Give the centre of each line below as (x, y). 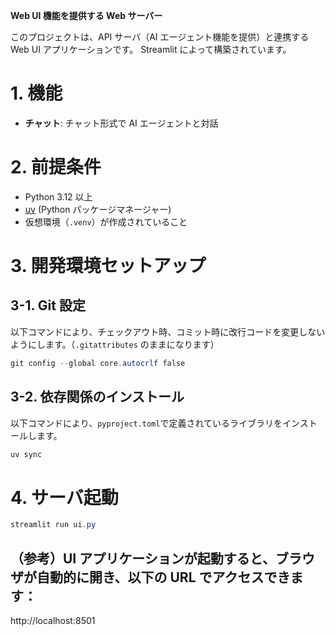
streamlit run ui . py (53, 525)
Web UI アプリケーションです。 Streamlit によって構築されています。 (151, 49)
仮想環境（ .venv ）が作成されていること (106, 221)
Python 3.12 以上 (58, 196)
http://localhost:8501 (53, 621)
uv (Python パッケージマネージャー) (98, 209)
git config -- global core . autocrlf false (98, 363)
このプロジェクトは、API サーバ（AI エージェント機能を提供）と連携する (160, 37)
